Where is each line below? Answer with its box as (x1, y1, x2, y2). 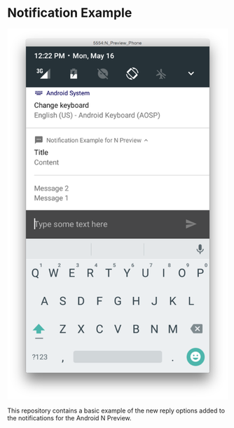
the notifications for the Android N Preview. (7, 414, 132, 422)
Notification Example (7, 5, 132, 21)
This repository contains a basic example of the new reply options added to (7, 406, 226, 415)
